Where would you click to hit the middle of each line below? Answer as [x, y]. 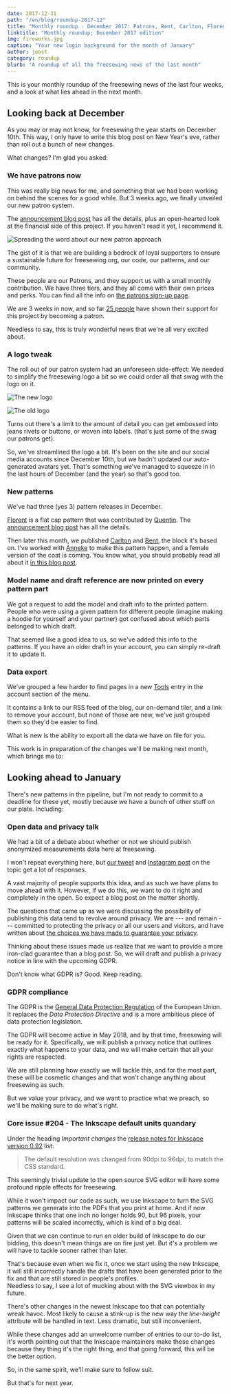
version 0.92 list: [31, 1145]
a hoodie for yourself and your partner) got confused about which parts [108, 619]
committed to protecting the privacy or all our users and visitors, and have [119, 926]
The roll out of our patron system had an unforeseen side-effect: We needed [115, 370]
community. [24, 267]
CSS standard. [44, 1166]
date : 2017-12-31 [32, 13]
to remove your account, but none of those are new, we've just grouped [109, 715]
